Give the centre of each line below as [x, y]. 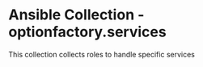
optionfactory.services [88, 32]
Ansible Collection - [76, 15]
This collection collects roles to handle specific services [102, 54]
